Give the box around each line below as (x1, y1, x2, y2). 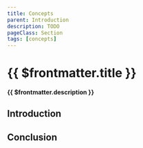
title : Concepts (7, 10, 54, 17)
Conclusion (7, 131, 58, 143)
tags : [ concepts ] (7, 36, 57, 43)
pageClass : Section (7, 29, 63, 36)
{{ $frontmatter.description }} (7, 88, 94, 96)
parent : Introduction (7, 17, 69, 23)
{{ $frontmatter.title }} (7, 65, 137, 81)
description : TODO (7, 23, 60, 30)
